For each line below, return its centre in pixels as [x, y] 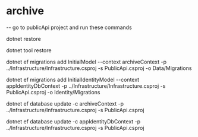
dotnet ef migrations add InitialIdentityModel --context [73, 79]
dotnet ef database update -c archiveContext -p [65, 103]
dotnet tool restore [29, 50]
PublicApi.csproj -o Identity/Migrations [53, 92]
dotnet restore [24, 39]
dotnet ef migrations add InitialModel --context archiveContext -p [87, 62]
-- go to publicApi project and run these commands [69, 27]
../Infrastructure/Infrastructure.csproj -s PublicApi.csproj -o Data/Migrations [99, 68]
